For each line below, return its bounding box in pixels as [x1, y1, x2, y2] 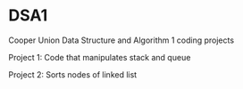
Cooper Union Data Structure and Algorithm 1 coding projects [8, 35, 234, 45]
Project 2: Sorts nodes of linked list [8, 69, 138, 80]
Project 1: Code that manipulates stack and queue [8, 52, 191, 62]
